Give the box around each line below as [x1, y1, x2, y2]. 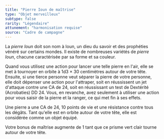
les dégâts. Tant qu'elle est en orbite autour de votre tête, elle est [5, 110, 137, 115]
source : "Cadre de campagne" [5, 30, 65, 35]
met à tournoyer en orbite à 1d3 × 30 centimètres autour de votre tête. [5, 69, 147, 74]
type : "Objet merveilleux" [5, 12, 60, 17]
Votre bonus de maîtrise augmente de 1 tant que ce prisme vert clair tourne [5, 124, 157, 130]
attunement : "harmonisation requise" [5, 26, 82, 30]
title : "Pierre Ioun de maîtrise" [5, 7, 76, 12]
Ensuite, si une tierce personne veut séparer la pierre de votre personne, [5, 74, 152, 80]
